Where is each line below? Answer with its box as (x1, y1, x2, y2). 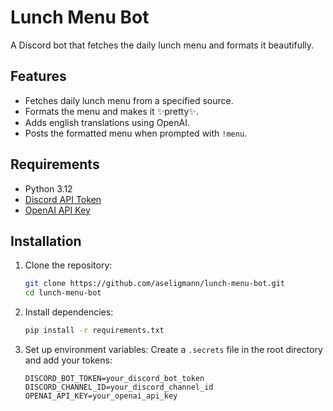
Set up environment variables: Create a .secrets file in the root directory (24, 344, 323, 355)
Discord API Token (24, 193, 102, 205)
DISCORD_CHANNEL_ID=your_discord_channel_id (24, 382, 214, 392)
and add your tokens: (24, 354, 113, 366)
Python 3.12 (24, 182, 73, 195)
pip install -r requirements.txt (24, 326, 165, 336)
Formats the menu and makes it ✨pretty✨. (24, 105, 199, 117)
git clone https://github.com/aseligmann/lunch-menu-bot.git (24, 279, 286, 289)
